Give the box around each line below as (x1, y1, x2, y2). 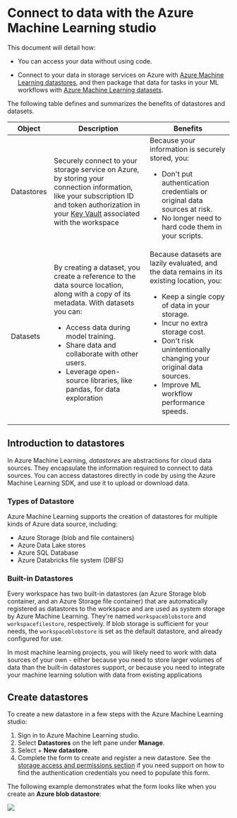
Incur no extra (162, 318, 208, 327)
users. (66, 358, 87, 368)
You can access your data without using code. (17, 56, 153, 65)
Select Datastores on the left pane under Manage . (17, 739, 165, 747)
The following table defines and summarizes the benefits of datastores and (7, 99, 226, 107)
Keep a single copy (162, 291, 225, 301)
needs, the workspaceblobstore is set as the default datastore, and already (7, 627, 223, 636)
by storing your (54, 173, 104, 183)
